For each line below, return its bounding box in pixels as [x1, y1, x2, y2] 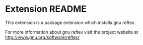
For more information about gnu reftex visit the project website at [5, 29, 138, 35]
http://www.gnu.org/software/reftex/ [5, 34, 80, 40]
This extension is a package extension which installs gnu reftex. [5, 20, 136, 25]
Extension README [5, 3, 87, 15]
